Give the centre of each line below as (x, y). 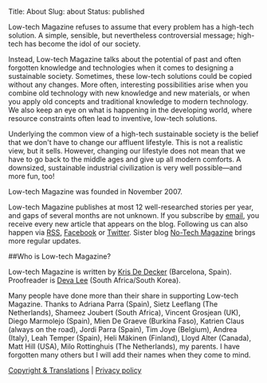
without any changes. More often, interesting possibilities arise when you (128, 84)
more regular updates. (45, 241)
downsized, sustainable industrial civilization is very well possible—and (125, 168)
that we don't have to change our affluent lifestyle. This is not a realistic (126, 142)
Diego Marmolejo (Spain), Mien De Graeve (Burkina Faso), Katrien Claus (126, 321)
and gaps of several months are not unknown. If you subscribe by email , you (134, 215)
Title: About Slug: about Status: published (77, 12)
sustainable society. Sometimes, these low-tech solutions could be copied (130, 76)
